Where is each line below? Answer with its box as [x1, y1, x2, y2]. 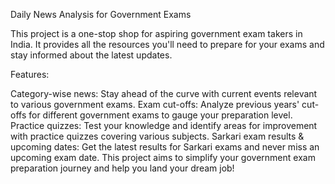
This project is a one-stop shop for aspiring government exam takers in [10, 28, 303, 39]
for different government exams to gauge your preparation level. [28, 109, 293, 121]
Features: [10, 69, 50, 80]
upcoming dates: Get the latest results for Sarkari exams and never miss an [10, 141, 320, 153]
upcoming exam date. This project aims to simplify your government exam [10, 152, 316, 163]
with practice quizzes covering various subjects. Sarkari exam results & [10, 130, 305, 142]
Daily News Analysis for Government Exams [10, 9, 192, 20]
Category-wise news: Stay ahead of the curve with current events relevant [10, 88, 318, 99]
